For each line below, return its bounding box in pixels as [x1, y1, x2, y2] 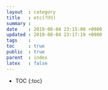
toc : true [6, 43, 45, 50]
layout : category [6, 9, 56, 15]
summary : [6, 20, 32, 26]
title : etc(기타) [6, 15, 56, 21]
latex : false [6, 60, 48, 66]
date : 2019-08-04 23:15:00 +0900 [6, 26, 103, 32]
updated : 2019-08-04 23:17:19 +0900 [6, 32, 103, 38]
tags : [6, 37, 32, 43]
